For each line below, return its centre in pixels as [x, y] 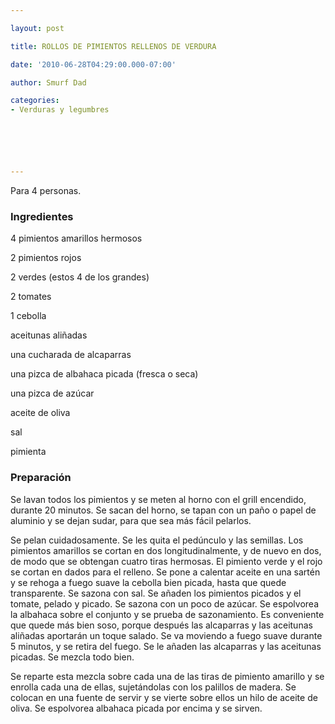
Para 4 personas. [46, 190]
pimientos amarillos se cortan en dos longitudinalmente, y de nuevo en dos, [166, 550]
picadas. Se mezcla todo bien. [72, 657]
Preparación [41, 478]
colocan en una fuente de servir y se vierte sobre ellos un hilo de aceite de [164, 697]
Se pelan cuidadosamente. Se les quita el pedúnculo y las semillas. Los [157, 540]
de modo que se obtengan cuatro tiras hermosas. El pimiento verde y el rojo [166, 561]
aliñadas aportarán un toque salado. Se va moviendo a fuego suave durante [166, 635]
